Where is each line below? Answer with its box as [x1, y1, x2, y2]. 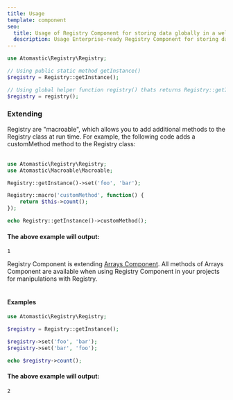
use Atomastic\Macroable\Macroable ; [7, 167, 113, 174]
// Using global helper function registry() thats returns [7, 86, 182, 94]
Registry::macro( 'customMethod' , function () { [7, 192, 144, 199]
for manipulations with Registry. [7, 275, 98, 283]
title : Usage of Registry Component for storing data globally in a [13, 29, 216, 37]
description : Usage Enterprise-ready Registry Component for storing [13, 36, 218, 43]
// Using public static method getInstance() [7, 67, 141, 74]
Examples [7, 297, 37, 306]
